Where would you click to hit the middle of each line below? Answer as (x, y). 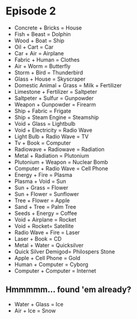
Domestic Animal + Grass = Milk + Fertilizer (68, 85)
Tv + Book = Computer (43, 143)
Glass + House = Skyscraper (50, 79)
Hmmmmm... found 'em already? (68, 290)
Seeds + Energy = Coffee (46, 213)
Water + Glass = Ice (39, 304)
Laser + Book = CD (38, 238)
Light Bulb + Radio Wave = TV (51, 136)
